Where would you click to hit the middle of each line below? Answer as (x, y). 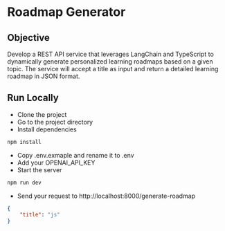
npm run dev (24, 183)
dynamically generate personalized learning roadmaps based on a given (110, 62)
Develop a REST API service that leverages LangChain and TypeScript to (111, 54)
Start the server (39, 169)
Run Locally (33, 98)
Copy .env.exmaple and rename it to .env (75, 155)
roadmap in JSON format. (44, 76)
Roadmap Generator (66, 12)
